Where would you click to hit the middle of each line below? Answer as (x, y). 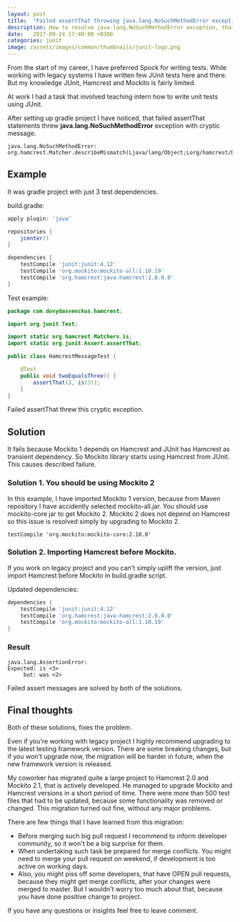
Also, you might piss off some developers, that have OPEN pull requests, (124, 874)
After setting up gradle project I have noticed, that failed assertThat (106, 118)
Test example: (28, 298)
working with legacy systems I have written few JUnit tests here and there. (117, 75)
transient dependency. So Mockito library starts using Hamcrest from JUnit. (119, 457)
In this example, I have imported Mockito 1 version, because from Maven (114, 498)
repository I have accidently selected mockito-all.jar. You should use (108, 506)
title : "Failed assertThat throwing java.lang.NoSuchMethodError (108, 21)
